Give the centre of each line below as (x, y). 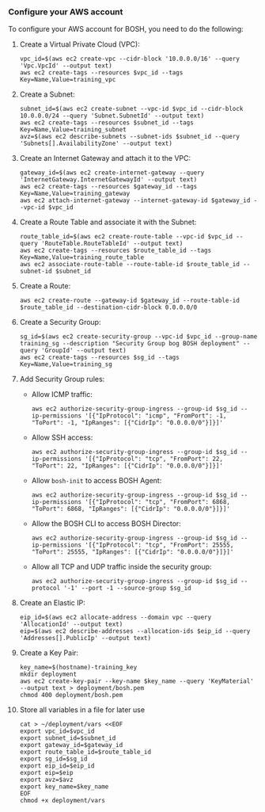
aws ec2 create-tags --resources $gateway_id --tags (108, 187)
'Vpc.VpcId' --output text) (66, 66)
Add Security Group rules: (62, 379)
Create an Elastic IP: (52, 603)
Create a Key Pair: (49, 653)
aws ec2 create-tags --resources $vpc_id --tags (101, 73)
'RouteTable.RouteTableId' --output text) (112, 244)
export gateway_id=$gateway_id (71, 745)
